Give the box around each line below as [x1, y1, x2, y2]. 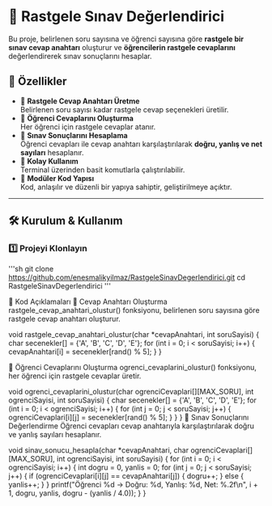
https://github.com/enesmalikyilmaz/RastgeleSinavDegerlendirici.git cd [8, 272, 245, 282]
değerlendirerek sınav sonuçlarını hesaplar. [8, 51, 152, 61]
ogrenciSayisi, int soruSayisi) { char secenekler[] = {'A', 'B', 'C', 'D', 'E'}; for [8, 395, 257, 405]
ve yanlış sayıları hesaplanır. [8, 430, 102, 440]
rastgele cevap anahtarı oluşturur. [8, 314, 121, 324]
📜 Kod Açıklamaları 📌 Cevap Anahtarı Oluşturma [8, 297, 168, 306]
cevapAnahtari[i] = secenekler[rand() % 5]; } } [8, 347, 162, 356]
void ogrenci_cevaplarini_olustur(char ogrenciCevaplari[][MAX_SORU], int [8, 387, 254, 397]
